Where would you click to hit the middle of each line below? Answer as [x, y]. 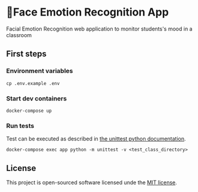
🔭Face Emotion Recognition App [87, 12]
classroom [19, 35]
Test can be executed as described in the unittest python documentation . [96, 139]
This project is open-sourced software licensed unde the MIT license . [92, 182]
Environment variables [40, 71]
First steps [26, 54]
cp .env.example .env [33, 83]
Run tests [20, 126]
